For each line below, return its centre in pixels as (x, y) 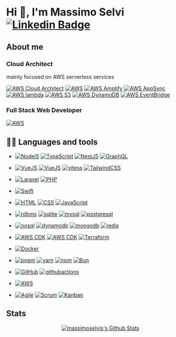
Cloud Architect (30, 64)
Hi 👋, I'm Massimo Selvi (65, 12)
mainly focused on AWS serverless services (60, 76)
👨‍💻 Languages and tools (52, 142)
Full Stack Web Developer (44, 110)
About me (25, 47)
